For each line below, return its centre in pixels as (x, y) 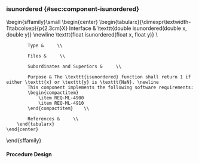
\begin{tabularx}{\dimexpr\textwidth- (145, 22)
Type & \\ (45, 46)
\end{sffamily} (24, 141)
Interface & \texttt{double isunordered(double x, (128, 28)
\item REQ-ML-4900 (61, 98)
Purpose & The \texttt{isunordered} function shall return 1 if (109, 77)
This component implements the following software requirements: (111, 88)
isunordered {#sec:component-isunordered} (73, 9)
